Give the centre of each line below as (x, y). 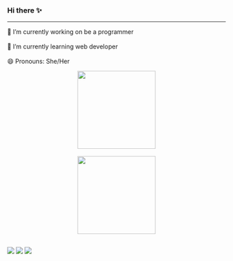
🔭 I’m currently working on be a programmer (70, 32)
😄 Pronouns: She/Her (38, 62)
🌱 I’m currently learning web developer (62, 46)
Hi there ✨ (25, 10)
